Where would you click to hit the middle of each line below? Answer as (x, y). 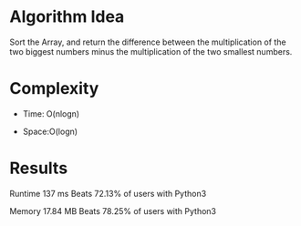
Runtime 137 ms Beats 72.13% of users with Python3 (108, 193)
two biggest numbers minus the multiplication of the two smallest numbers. (151, 51)
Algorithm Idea (67, 17)
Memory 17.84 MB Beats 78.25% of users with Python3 (113, 211)
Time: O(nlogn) (51, 113)
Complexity (54, 89)
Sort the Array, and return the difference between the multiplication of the (148, 42)
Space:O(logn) (50, 131)
